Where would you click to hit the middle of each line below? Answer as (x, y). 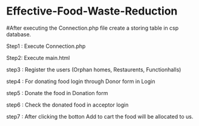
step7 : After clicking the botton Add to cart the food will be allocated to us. (100, 116)
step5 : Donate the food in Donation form (57, 93)
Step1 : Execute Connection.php (46, 46)
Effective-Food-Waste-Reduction (92, 11)
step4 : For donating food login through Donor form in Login (81, 81)
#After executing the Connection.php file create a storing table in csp (93, 28)
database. (19, 34)
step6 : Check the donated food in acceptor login (67, 105)
